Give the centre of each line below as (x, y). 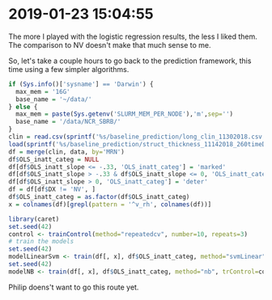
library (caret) (34, 219)
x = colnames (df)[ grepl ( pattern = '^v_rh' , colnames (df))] (110, 204)
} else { (23, 107)
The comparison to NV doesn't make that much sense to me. (110, 44)
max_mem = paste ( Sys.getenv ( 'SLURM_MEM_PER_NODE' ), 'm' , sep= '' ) (124, 114)
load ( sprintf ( (32, 144)
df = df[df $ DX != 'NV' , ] (52, 190)
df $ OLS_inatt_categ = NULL (54, 159)
